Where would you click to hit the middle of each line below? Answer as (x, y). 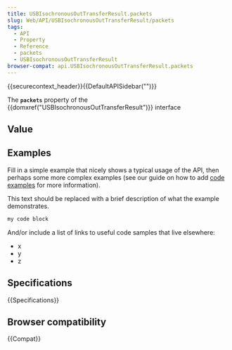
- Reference (31, 46)
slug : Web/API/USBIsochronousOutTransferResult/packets (91, 20)
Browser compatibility (57, 322)
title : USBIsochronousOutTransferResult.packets (80, 14)
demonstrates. (28, 206)
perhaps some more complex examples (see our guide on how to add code (116, 177)
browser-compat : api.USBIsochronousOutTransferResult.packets (100, 66)
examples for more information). (54, 185)
